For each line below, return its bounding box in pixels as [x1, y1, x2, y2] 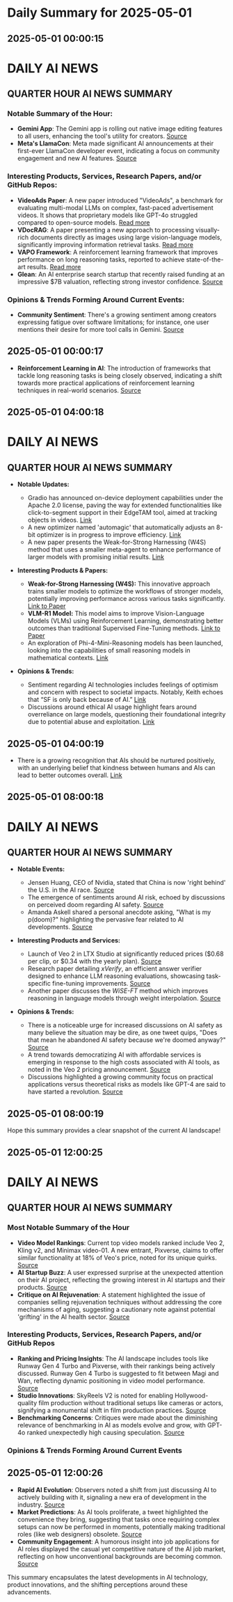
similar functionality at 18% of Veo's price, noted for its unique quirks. [17, 1253, 217, 1262]
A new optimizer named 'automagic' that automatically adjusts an [27, 523, 215, 531]
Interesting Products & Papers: [17, 566, 109, 575]
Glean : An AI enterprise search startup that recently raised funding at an [17, 270, 225, 278]
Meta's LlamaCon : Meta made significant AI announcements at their [17, 139, 214, 147]
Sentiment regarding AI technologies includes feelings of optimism [27, 680, 219, 689]
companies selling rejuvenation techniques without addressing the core [17, 1297, 223, 1306]
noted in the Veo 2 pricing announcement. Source [27, 1066, 171, 1074]
